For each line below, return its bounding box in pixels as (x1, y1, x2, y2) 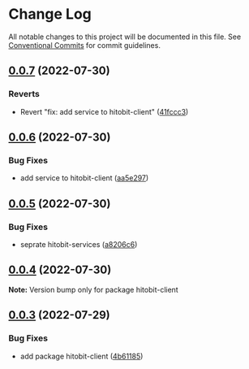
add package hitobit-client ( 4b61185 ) (19, 351, 144, 361)
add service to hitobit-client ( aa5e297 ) (19, 173, 149, 183)
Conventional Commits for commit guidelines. (8, 40, 161, 50)
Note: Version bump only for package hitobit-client (8, 284, 178, 294)
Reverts (8, 89, 41, 100)
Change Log (8, 5, 92, 24)
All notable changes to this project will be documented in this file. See (8, 32, 242, 41)
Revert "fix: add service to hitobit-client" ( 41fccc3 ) (19, 106, 189, 116)
